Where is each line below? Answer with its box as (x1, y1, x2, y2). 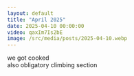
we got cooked (7, 54, 49, 62)
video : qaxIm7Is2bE (7, 28, 63, 36)
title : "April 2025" (7, 16, 67, 23)
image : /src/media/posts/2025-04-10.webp (7, 35, 128, 42)
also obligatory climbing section (7, 61, 98, 69)
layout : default (7, 9, 54, 17)
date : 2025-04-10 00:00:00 (7, 22, 85, 29)
